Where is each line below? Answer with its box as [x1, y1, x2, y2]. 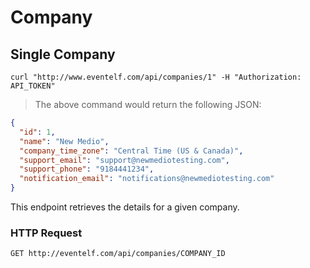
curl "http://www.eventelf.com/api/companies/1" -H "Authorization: [10, 72, 302, 82]
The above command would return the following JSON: [34, 99, 262, 110]
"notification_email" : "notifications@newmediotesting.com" [19, 174, 275, 184]
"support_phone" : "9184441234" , [19, 164, 155, 175]
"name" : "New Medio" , [19, 136, 110, 146]
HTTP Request [10, 226, 83, 240]
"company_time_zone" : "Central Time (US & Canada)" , [19, 146, 244, 156]
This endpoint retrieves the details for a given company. [10, 201, 240, 213]
